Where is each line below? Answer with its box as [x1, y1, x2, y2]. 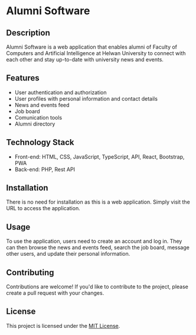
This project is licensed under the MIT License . [6, 322, 120, 329]
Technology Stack [6, 137, 74, 147]
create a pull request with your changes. [6, 289, 104, 297]
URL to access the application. [6, 205, 81, 212]
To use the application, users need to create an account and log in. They [6, 238, 182, 245]
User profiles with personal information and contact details [14, 95, 158, 102]
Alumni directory [14, 120, 55, 127]
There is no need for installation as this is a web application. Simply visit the [6, 198, 190, 205]
